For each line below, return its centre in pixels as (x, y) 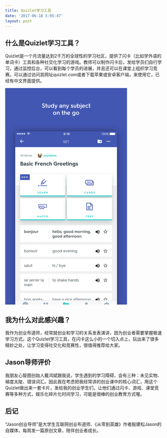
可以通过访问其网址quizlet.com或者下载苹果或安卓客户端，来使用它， (84, 75)
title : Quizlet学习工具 (28, 10)
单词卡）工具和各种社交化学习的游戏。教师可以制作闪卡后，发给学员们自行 (81, 62)
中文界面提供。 (29, 81)
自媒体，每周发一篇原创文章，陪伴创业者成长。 (53, 430)
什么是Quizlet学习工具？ (43, 43)
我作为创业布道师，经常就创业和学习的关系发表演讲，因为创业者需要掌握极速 (83, 333)
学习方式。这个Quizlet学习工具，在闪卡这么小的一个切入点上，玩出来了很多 (82, 339)
